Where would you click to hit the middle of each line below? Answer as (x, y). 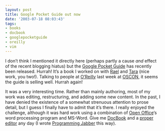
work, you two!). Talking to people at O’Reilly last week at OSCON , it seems (82, 76)
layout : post (19, 10)
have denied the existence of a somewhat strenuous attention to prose (77, 102)
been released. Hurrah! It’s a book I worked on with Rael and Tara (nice (77, 71)
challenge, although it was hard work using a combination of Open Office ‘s (81, 113)
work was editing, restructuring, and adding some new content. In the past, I (83, 97)
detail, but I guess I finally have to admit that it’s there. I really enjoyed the (80, 107)
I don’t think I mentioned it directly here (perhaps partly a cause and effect (81, 61)
